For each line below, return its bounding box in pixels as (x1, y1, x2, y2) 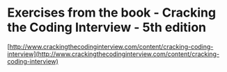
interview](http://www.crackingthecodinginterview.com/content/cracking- (7, 50, 220, 58)
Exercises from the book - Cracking (7, 5, 217, 21)
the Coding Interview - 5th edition (7, 19, 207, 35)
